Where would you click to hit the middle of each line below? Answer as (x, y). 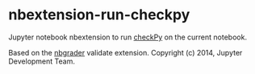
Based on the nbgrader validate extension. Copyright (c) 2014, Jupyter (125, 52)
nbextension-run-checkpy (99, 15)
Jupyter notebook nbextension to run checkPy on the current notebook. (128, 37)
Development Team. (42, 61)
